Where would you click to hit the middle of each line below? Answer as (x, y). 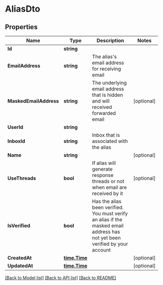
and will (101, 101)
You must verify (110, 214)
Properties (21, 27)
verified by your (110, 244)
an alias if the (107, 220)
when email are (109, 187)
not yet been (106, 238)
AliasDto (23, 9)
